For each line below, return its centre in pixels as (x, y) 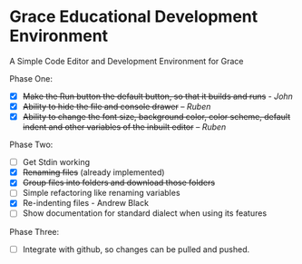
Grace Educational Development (134, 17)
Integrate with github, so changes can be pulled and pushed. (136, 249)
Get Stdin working (56, 162)
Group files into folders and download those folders (119, 182)
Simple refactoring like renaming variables (101, 193)
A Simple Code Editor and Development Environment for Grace (127, 61)
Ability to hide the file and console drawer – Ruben (117, 107)
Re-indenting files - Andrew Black (86, 203)
